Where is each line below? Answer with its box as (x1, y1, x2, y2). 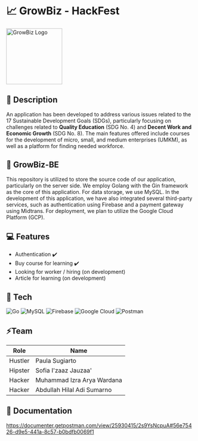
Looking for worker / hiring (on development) (14, 269, 126, 276)
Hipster (9, 366, 30, 374)
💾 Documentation (6, 406, 73, 416)
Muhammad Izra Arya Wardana (35, 376, 122, 384)
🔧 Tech (6, 292, 33, 302)
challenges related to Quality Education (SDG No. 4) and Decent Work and (6, 123, 192, 131)
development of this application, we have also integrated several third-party (6, 195, 193, 202)
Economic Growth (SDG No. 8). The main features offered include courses (6, 129, 190, 137)
